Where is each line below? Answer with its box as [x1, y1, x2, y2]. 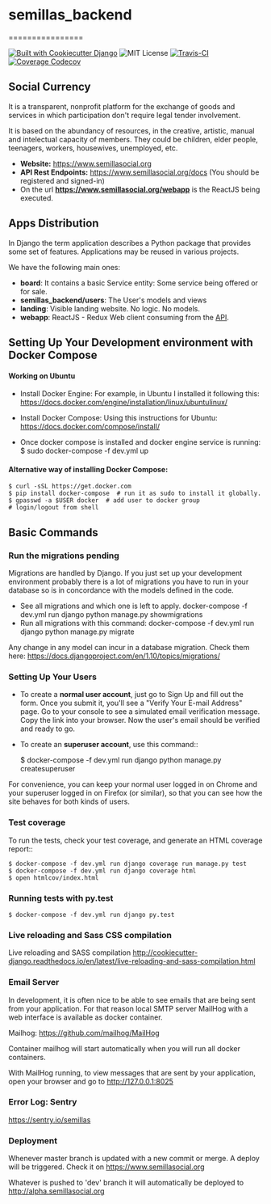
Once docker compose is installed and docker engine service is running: [19, 437, 261, 447]
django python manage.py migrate [19, 627, 135, 636]
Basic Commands [8, 526, 98, 539]
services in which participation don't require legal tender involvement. [8, 110, 240, 120]
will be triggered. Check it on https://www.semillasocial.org [8, 1162, 205, 1172]
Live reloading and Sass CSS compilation [8, 929, 172, 940]
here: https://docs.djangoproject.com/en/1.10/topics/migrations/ [8, 651, 220, 661]
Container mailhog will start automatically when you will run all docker [8, 1043, 240, 1053]
